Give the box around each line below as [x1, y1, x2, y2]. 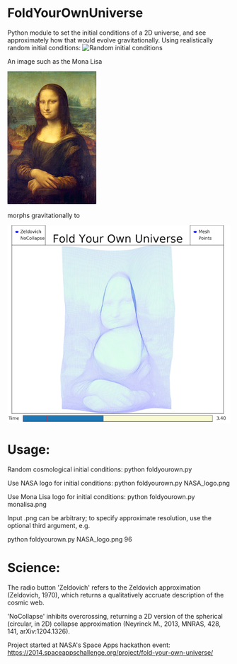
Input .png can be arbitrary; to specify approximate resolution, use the [7, 513, 212, 522]
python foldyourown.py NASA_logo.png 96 [7, 534, 132, 543]
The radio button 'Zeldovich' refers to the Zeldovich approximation [7, 583, 202, 592]
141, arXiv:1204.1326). [7, 626, 71, 635]
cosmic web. [7, 598, 45, 607]
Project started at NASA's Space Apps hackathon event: [7, 641, 171, 649]
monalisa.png [7, 500, 47, 508]
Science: [7, 560, 61, 576]
